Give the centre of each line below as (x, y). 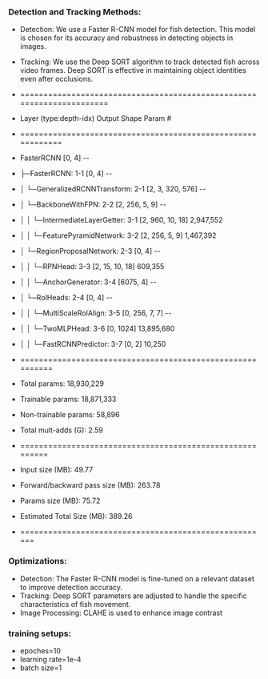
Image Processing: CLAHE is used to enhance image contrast (121, 613)
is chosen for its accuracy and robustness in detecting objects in (126, 38)
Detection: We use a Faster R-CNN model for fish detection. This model (138, 30)
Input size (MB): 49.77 (56, 470)
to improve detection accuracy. (71, 587)
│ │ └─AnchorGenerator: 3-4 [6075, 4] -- (88, 282)
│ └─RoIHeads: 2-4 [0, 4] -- (66, 298)
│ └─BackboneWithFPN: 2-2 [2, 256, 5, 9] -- (93, 205)
